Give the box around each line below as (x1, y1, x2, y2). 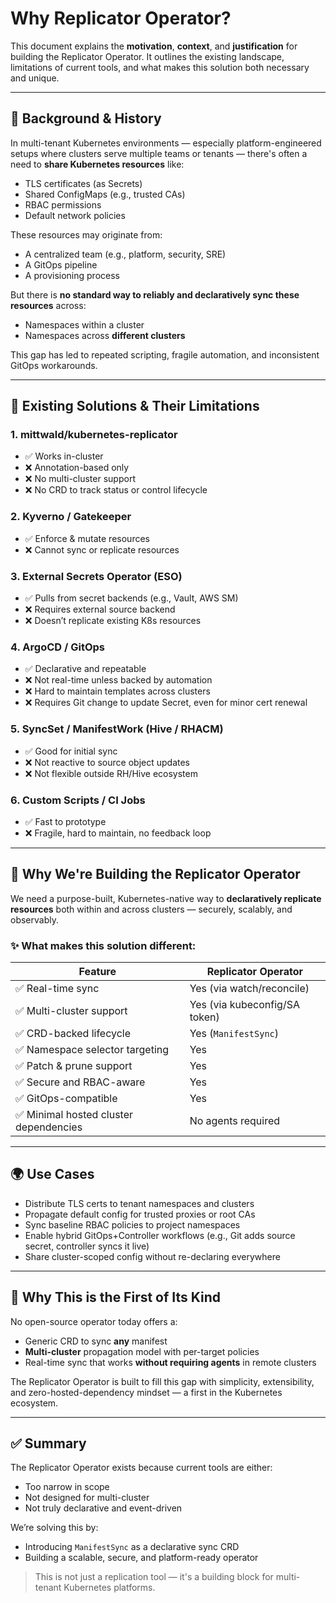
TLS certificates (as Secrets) (24, 177, 143, 189)
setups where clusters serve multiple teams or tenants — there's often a (10, 147, 308, 159)
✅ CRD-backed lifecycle (15, 1027, 132, 1041)
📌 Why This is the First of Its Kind (10, 1289, 222, 1306)
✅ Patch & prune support (15, 1059, 133, 1073)
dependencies (15, 1120, 83, 1134)
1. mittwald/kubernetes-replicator (10, 428, 178, 442)
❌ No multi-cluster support (24, 473, 136, 485)
